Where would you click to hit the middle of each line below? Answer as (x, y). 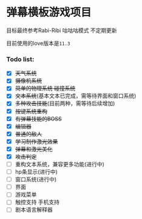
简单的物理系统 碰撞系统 (45, 88)
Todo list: (20, 59)
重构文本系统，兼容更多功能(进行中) (59, 164)
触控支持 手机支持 (37, 202)
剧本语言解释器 (34, 210)
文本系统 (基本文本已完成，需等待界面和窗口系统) (76, 96)
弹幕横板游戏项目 (49, 12)
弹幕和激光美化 (34, 149)
